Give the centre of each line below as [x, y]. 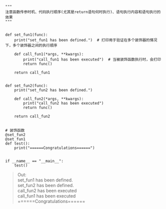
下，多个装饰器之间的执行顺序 [31, 45]
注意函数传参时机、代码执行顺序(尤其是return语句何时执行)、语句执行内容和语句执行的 [83, 12]
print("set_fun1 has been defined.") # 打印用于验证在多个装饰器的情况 [86, 40]
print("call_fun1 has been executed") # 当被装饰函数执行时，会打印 [92, 59]
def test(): [17, 143]
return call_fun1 [32, 72]
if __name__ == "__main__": [34, 161]
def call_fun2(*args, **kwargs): [49, 99]
